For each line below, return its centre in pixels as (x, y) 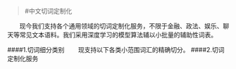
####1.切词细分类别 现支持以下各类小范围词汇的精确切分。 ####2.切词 (116, 50)
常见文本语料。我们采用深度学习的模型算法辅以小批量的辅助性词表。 (118, 35)
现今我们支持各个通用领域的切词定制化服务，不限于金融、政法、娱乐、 (121, 26)
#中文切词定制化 (48, 11)
